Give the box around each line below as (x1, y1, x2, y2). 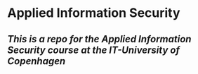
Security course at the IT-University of (7, 44, 180, 56)
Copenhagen (7, 55, 66, 67)
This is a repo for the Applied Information (7, 33, 192, 45)
